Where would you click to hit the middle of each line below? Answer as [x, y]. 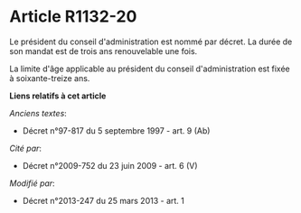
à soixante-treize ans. [50, 78]
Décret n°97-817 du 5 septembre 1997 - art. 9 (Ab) [116, 130]
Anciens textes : [38, 113]
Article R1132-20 [73, 17]
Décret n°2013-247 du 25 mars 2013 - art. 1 [103, 200]
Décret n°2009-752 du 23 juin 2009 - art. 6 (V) [110, 165]
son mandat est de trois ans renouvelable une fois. [103, 51]
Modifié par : [33, 183]
